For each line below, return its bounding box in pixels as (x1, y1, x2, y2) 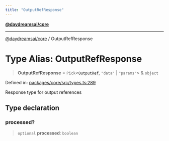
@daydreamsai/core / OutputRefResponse (5, 36, 93, 42)
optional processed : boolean (17, 130, 78, 136)
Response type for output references (5, 89, 82, 95)
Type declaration (5, 103, 59, 112)
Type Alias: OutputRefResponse (5, 53, 142, 64)
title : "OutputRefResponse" (5, 7, 64, 13)
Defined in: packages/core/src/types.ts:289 (5, 79, 96, 85)
